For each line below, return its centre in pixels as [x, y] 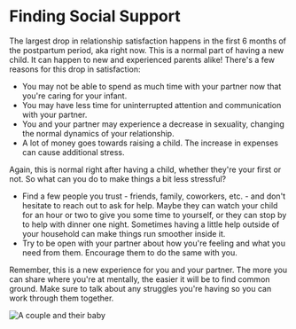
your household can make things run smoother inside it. [124, 233]
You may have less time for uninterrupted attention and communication [152, 105]
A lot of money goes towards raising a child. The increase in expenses [150, 143]
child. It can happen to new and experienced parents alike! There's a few [142, 59]
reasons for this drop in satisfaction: [75, 69]
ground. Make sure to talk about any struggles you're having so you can [140, 288]
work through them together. [62, 298]
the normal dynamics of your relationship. [98, 133]
